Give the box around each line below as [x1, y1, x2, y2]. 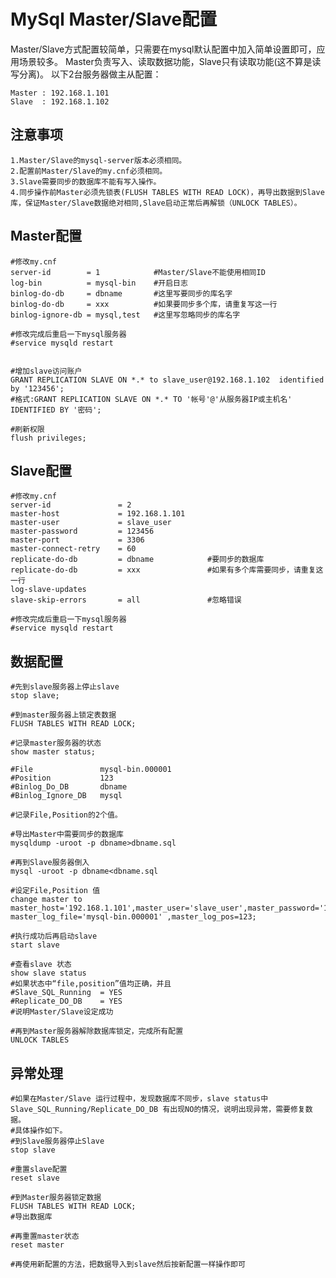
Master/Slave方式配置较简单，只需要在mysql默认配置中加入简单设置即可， [10, 43, 317, 55]
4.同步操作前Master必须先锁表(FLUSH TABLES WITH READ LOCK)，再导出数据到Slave [10, 187, 325, 197]
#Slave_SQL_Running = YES [10, 988, 123, 998]
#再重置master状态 [10, 1231, 80, 1241]
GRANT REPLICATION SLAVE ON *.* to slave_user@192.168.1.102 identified [10, 375, 325, 385]
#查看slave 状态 [10, 960, 72, 970]
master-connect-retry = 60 [10, 544, 137, 554]
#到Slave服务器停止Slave [10, 1136, 105, 1146]
